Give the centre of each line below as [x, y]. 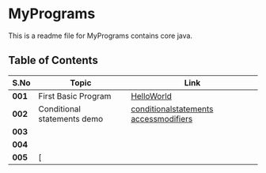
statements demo [71, 118]
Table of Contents [53, 60]
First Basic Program [75, 96]
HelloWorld [151, 96]
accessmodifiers [161, 118]
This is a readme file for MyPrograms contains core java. [100, 36]
